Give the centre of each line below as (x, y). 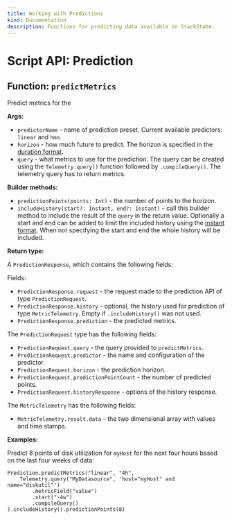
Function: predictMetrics (62, 86)
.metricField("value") (65, 492)
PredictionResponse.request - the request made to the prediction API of (120, 291)
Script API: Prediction (70, 61)
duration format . (40, 152)
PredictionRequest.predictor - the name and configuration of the (111, 355)
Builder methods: (33, 187)
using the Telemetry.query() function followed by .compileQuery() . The (119, 166)
